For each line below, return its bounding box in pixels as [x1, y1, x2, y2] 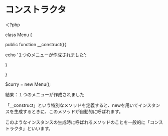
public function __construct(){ [5, 41, 67, 47]
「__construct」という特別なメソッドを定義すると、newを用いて [5, 102, 139, 108]
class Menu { [5, 32, 33, 38]
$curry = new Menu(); [5, 81, 51, 87]
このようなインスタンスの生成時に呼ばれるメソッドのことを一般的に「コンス [5, 119, 163, 125]
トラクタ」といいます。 [5, 125, 54, 131]
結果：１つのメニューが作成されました [5, 91, 84, 97]
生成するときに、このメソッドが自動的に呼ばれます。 [14, 108, 124, 114]
